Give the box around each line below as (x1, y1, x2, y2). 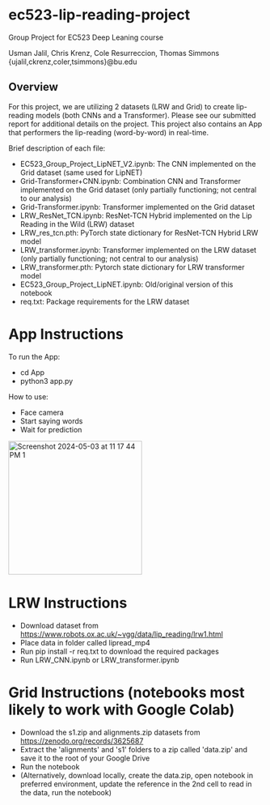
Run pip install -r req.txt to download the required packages (19, 646, 220, 656)
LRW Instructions (8, 594, 128, 612)
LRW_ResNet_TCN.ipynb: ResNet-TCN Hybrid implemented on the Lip (19, 211, 252, 220)
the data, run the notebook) (19, 787, 112, 797)
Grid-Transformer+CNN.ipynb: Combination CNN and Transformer (19, 176, 241, 185)
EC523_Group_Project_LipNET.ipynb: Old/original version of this (19, 279, 234, 289)
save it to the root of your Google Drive (19, 753, 150, 763)
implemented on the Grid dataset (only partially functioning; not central (19, 185, 257, 194)
